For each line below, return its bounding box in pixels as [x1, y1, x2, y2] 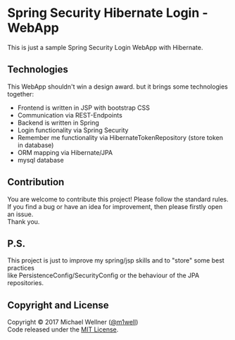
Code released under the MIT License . [7, 325, 119, 334]
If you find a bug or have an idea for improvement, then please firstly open [7, 202, 223, 210]
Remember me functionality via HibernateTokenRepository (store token [17, 133, 224, 141]
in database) [17, 141, 54, 149]
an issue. [7, 210, 34, 218]
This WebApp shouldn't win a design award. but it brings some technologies [7, 82, 229, 91]
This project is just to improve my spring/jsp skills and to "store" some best [7, 256, 225, 265]
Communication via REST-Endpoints [17, 111, 123, 119]
